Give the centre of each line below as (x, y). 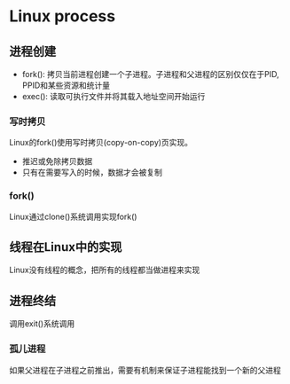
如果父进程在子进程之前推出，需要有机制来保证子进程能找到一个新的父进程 (145, 370)
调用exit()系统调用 (42, 324)
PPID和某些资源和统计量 (66, 85)
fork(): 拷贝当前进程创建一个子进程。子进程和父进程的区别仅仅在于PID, (150, 74)
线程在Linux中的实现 (66, 247)
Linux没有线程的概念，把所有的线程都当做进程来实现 (105, 270)
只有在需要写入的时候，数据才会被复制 (92, 172)
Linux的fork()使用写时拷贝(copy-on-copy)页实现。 (101, 143)
